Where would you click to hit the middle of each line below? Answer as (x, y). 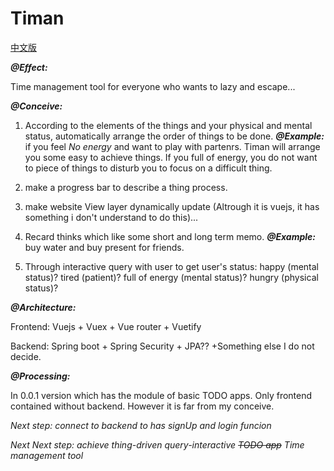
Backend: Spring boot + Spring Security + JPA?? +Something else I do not (162, 346)
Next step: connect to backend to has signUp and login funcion (141, 425)
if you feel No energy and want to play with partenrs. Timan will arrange (172, 146)
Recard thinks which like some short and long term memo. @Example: (170, 236)
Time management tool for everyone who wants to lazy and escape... (153, 86)
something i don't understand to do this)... (111, 217)
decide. (26, 356)
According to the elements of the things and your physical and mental (168, 125)
